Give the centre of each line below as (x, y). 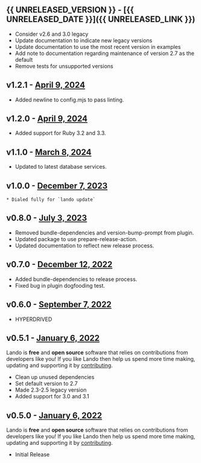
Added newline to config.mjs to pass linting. (69, 100)
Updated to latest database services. (61, 167)
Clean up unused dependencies (55, 377)
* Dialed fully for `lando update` (51, 200)
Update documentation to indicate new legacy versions (84, 40)
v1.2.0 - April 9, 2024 (47, 119)
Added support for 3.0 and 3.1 (52, 397)
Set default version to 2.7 (46, 384)
